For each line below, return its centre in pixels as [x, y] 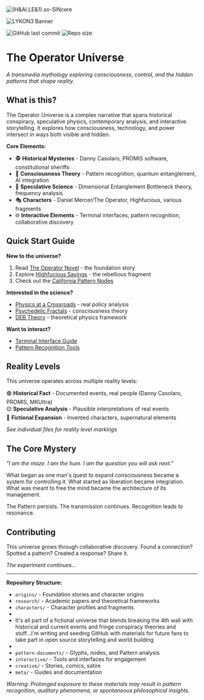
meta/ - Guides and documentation [58, 672]
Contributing [31, 532]
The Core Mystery [42, 448]
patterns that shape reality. [40, 81]
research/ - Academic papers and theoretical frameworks [87, 601]
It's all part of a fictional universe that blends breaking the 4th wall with [104, 620]
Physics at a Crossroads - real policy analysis [72, 304]
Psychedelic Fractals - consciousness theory [71, 310]
